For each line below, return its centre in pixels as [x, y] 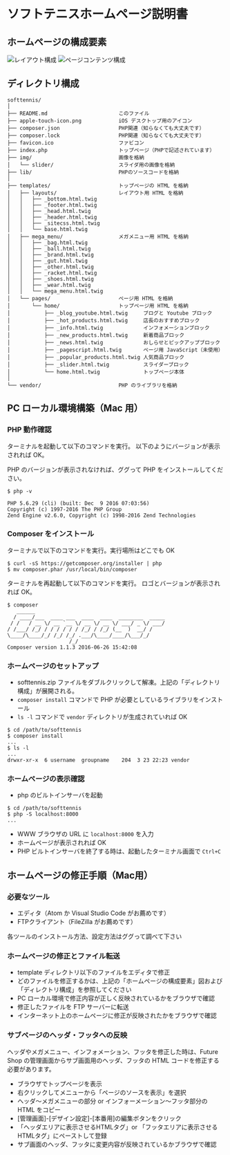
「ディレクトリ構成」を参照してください [74, 990]
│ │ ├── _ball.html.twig [49, 249]
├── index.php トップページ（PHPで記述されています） [111, 150]
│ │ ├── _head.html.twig [49, 211]
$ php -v [20, 491]
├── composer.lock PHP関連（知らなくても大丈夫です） [106, 136]
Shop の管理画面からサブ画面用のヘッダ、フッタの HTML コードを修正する [113, 1060]
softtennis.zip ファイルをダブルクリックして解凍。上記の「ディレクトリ [119, 683]
